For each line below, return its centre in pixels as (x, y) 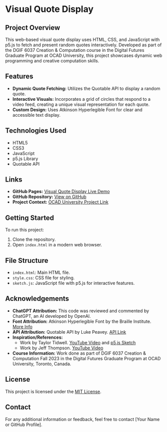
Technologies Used (36, 131)
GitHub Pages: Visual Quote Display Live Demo (61, 192)
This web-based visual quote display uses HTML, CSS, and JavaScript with (83, 39)
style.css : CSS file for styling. (43, 278)
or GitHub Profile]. (24, 425)
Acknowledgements (37, 299)
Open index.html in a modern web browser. (57, 245)
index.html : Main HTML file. (41, 272)
